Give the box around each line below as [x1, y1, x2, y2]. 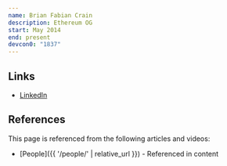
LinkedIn [19, 90, 48, 99]
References [8, 113, 66, 126]
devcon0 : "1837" [8, 41, 61, 49]
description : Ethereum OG [8, 19, 92, 27]
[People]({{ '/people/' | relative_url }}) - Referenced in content [19, 149, 219, 158]
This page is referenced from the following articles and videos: [8, 134, 211, 143]
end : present [8, 33, 51, 41]
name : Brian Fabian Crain [8, 11, 92, 20]
